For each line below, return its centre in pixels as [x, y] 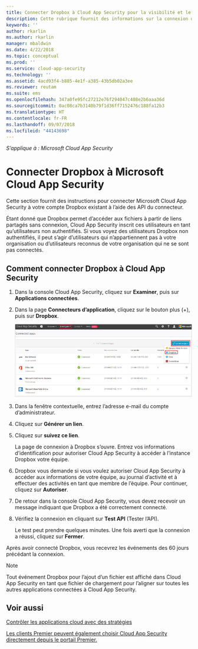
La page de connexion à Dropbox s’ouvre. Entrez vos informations [95, 447]
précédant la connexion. [35, 554]
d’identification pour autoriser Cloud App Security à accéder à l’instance [102, 453]
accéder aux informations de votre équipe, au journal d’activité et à [96, 477]
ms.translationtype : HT [35, 112]
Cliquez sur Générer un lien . [49, 424]
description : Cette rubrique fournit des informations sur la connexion [97, 19]
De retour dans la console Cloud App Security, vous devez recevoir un [100, 501]
